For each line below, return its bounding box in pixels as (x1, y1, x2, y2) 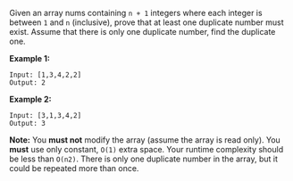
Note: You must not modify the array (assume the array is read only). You (9, 135, 281, 145)
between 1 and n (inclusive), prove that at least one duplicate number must (9, 17, 284, 28)
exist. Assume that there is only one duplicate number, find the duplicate (9, 27, 276, 37)
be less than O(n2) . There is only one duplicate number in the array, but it (9, 153, 279, 164)
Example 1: (9, 53, 51, 63)
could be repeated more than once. (9, 163, 139, 173)
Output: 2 (9, 78, 46, 87)
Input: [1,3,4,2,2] (9, 70, 82, 79)
